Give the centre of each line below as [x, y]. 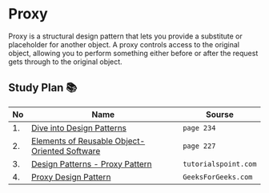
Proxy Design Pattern [71, 177]
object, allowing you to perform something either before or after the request [133, 53]
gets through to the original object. [65, 62]
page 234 [199, 128]
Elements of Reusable [72, 141]
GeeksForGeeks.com [218, 177]
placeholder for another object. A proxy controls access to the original [124, 44]
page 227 [199, 146]
